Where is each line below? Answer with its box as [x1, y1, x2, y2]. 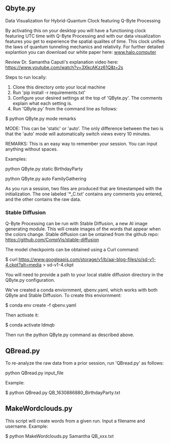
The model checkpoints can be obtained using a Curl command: [5, 247, 140, 253]
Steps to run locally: [5, 74, 47, 80]
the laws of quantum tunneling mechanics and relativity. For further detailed [5, 43, 164, 50]
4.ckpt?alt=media [5, 262, 42, 268]
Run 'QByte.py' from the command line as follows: [12, 105, 118, 111]
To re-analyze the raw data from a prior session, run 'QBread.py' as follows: [5, 360, 164, 366]
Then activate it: [5, 312, 39, 318]
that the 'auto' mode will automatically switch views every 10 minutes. [5, 131, 151, 137]
